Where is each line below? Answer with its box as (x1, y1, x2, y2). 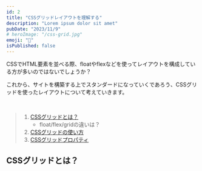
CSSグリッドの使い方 (30, 128, 84, 136)
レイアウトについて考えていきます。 (38, 88, 128, 96)
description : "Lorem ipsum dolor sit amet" (6, 20, 118, 26)
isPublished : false (6, 43, 56, 49)
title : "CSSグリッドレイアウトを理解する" (6, 15, 103, 21)
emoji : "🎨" (6, 37, 34, 43)
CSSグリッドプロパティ (30, 136, 89, 143)
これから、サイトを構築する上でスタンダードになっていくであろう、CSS (6, 80, 187, 88)
